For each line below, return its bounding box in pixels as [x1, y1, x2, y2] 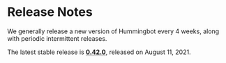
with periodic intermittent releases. [7, 34, 107, 42]
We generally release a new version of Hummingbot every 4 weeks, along [7, 27, 220, 35]
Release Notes [7, 4, 93, 20]
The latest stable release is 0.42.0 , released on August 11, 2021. [7, 48, 191, 56]
